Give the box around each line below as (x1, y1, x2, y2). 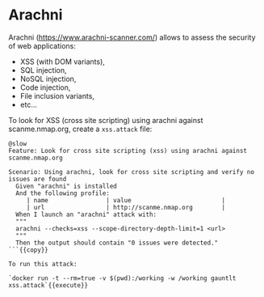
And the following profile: (15, 189, 111, 197)
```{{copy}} (8, 245, 48, 254)
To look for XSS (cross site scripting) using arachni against (8, 115, 203, 125)
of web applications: (8, 40, 77, 50)
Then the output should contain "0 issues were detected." (15, 239, 219, 247)
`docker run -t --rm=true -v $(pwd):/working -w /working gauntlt (8, 274, 237, 282)
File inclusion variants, (19, 91, 95, 100)
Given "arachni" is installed (15, 182, 117, 190)
